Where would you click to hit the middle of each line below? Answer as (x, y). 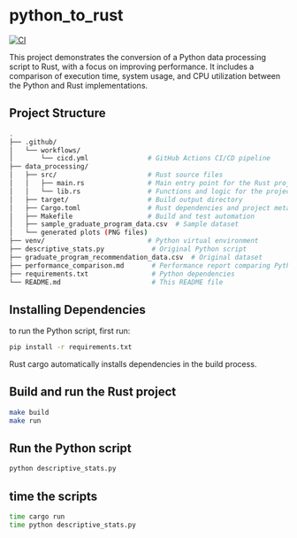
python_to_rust (66, 16)
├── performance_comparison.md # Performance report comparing (140, 265)
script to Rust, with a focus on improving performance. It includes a (132, 66)
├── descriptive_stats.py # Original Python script (128, 249)
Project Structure (57, 113)
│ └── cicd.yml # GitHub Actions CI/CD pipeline (140, 159)
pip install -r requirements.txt (71, 347)
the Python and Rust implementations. (79, 85)
